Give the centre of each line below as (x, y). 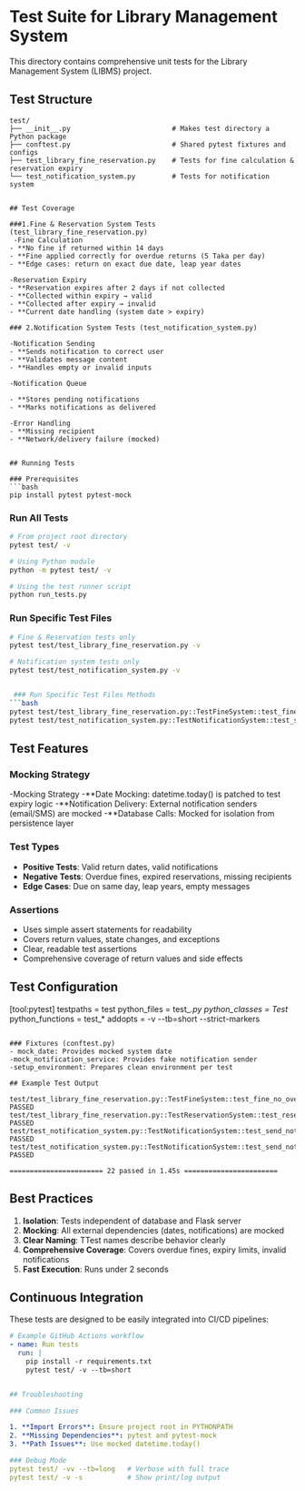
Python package (38, 137)
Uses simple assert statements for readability (107, 929)
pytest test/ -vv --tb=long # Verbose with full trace (119, 1469)
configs (24, 152)
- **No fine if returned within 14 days (87, 248)
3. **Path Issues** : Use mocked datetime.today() (105, 1445)
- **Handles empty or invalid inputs (81, 367)
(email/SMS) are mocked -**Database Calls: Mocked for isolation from (142, 814)
